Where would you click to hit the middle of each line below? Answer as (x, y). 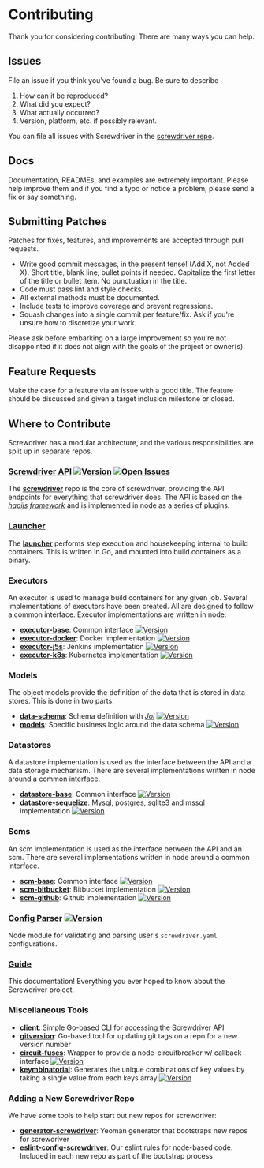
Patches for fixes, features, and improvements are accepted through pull (126, 240)
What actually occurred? (59, 112)
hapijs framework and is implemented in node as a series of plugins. (119, 505)
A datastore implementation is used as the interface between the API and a (130, 762)
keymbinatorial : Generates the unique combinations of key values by (132, 1069)
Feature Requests (52, 372)
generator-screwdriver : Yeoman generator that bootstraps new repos (134, 1130)
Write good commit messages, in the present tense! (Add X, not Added (134, 264)
